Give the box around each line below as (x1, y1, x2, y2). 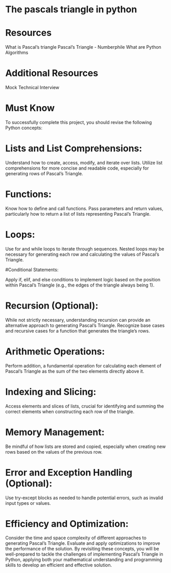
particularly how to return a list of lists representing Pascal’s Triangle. (5, 211, 151, 217)
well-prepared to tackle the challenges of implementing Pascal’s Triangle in (5, 551, 163, 557)
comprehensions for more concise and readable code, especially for (5, 165, 149, 171)
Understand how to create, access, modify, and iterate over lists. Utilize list (5, 159, 163, 166)
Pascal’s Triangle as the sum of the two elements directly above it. (5, 368, 144, 374)
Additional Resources (5, 68, 99, 79)
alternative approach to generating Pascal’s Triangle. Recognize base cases (5, 322, 165, 329)
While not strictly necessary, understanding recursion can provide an (5, 317, 151, 323)
